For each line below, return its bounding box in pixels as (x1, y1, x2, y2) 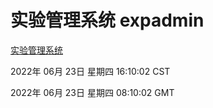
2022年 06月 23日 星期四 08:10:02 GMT (10, 86, 175, 98)
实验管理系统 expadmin (10, 9, 205, 32)
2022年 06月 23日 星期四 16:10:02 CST (10, 65, 171, 77)
